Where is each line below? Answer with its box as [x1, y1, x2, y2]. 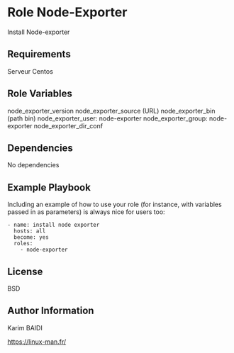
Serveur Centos [7, 67, 53, 75]
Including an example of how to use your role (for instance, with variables [7, 200, 222, 209]
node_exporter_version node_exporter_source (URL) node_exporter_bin [7, 106, 216, 115]
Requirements [7, 48, 71, 60]
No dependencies [7, 161, 60, 169]
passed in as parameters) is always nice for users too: [7, 208, 165, 216]
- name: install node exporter [7, 221, 100, 229]
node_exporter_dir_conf [33, 121, 104, 130]
